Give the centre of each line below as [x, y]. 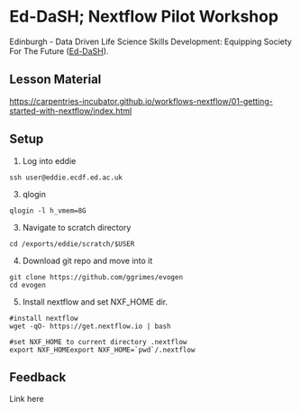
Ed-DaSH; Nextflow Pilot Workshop [144, 17]
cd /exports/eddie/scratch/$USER [72, 244]
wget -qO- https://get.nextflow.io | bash [90, 326]
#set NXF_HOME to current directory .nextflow [98, 342]
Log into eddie [49, 160]
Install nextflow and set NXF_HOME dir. [95, 301]
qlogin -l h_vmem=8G [48, 210]
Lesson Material [55, 80]
